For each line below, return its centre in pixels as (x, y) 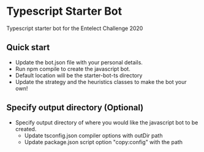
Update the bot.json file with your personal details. (79, 62)
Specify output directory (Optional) (75, 108)
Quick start (28, 47)
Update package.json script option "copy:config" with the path (103, 142)
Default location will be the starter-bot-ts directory (79, 75)
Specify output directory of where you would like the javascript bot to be (107, 122)
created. (26, 129)
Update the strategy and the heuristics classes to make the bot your (101, 82)
